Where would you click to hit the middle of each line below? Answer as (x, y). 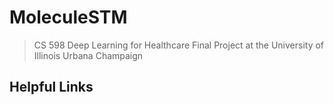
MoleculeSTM (68, 17)
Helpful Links (51, 87)
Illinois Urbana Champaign (88, 55)
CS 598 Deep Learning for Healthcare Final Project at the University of (179, 45)
